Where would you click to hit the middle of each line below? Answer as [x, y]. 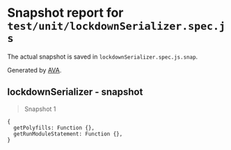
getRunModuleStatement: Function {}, [68, 134]
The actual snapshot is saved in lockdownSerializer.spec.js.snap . [103, 57]
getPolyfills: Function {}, [54, 128]
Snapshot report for [65, 13]
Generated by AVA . [34, 70]
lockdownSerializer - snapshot [75, 92]
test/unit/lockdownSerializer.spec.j [117, 26]
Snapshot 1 [40, 109]
